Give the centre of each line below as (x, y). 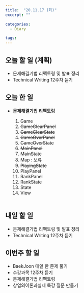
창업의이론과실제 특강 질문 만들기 (45, 285)
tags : (11, 38)
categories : (18, 24)
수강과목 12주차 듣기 (33, 273)
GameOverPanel (37, 137)
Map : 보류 (31, 160)
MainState (31, 154)
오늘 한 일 (19, 98)
